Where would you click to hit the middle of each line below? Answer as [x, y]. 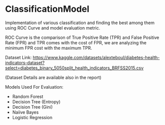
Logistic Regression [32, 117]
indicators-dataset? [25, 62]
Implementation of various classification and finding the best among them [80, 23]
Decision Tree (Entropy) [36, 101]
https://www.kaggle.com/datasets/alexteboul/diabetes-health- [96, 57]
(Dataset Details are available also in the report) [53, 77]
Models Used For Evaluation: [34, 87]
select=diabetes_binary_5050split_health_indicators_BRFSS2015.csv [74, 68]
